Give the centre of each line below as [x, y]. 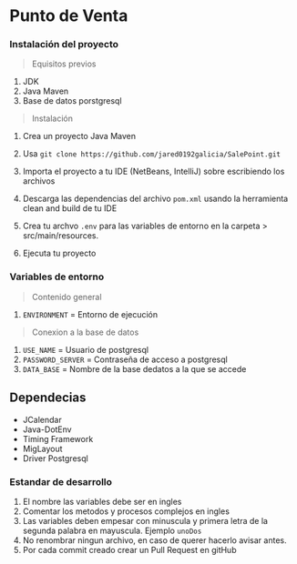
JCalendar [42, 419]
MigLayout [42, 448]
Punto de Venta [69, 16]
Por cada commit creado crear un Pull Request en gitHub [129, 549]
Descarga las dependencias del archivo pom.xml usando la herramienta [155, 199]
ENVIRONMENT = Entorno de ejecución [90, 314]
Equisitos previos [64, 64]
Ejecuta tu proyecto [59, 253]
